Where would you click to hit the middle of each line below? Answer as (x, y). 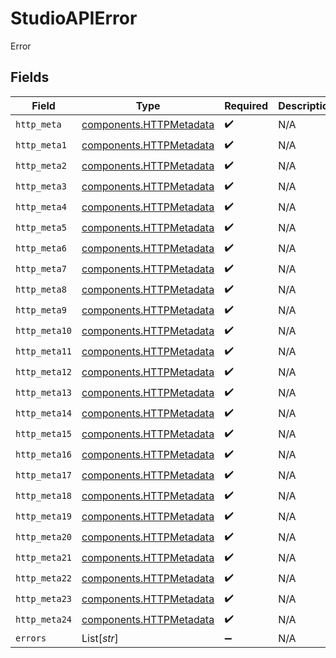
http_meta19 (44, 516)
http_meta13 (44, 393)
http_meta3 (41, 186)
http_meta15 (44, 434)
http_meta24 (44, 620)
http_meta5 (41, 228)
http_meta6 (41, 248)
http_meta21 (44, 558)
